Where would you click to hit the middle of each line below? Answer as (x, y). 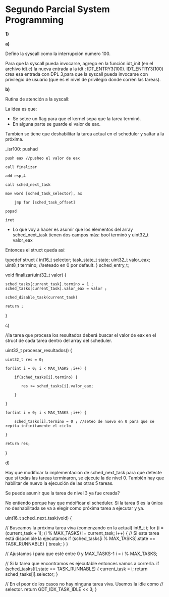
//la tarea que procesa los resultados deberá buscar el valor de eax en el (81, 335)
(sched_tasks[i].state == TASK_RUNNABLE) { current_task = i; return (76, 569)
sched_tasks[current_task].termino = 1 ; (49, 284)
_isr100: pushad (22, 149)
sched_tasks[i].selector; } (32, 574)
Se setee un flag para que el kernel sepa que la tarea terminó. (77, 118)
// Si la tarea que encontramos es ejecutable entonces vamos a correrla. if (82, 563)
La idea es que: (21, 109)
